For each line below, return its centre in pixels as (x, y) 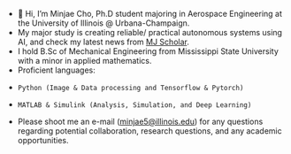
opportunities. (43, 140)
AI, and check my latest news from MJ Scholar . (103, 42)
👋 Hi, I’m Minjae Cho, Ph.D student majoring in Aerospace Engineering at (150, 14)
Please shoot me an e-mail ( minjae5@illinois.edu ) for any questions (140, 121)
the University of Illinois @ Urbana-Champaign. (103, 23)
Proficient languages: (56, 70)
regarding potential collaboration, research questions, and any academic (150, 131)
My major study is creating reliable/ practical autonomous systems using (150, 32)
